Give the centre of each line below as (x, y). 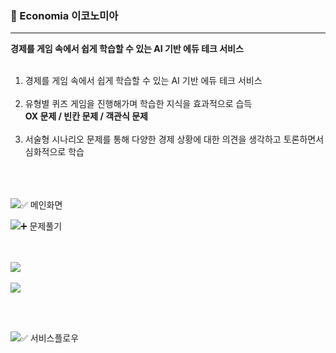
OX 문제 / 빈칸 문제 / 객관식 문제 (86, 116)
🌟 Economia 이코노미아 (64, 15)
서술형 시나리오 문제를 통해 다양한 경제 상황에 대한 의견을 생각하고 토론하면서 (174, 139)
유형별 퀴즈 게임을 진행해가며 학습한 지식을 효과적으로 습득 (138, 104)
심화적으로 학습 (54, 152)
